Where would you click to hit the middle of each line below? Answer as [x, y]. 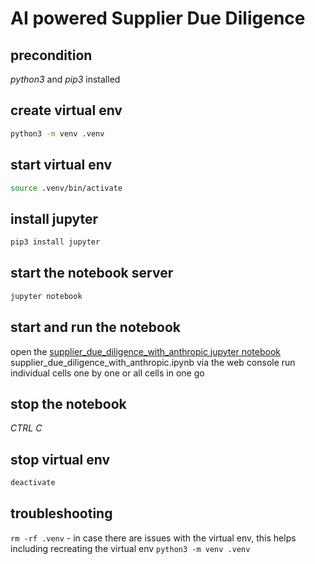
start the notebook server [92, 273]
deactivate [33, 483]
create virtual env [66, 110]
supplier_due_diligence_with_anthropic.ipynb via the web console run [153, 362]
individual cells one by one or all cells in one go [107, 373]
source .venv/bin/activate [66, 188]
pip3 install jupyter [55, 242]
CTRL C [26, 428]
